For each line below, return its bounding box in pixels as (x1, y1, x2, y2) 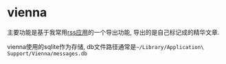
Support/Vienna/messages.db (7, 50, 88, 57)
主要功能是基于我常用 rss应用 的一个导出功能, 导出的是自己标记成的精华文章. (7, 28, 220, 36)
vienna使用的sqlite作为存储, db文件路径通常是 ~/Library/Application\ (7, 42, 204, 50)
